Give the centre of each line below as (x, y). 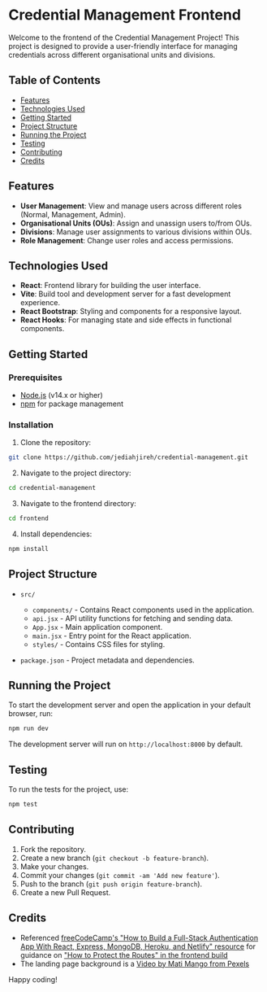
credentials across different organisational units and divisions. (112, 55)
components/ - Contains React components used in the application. (143, 610)
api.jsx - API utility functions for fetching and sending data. (133, 618)
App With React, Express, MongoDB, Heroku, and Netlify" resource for (138, 946)
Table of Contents (55, 80)
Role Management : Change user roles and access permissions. (127, 240)
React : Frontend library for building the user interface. (110, 286)
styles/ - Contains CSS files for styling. (99, 644)
